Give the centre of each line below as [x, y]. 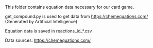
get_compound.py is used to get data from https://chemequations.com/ [76, 16]
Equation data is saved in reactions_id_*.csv [49, 31]
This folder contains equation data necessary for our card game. [70, 7]
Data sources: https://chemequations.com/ [48, 40]
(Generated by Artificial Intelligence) [41, 22]
